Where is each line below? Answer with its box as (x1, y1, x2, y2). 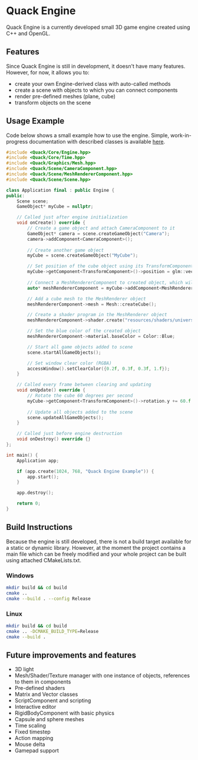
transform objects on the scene (14, 99, 91, 106)
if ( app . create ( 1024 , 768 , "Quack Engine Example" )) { (16, 468, 154, 474)
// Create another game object (27, 247, 104, 253)
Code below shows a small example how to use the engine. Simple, (6, 131, 170, 139)
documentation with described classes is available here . (29, 138, 166, 145)
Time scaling (14, 722, 46, 729)
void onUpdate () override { (16, 387, 85, 393)
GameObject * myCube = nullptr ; (16, 204, 94, 210)
